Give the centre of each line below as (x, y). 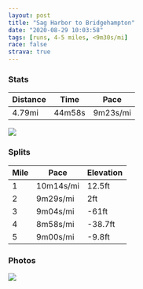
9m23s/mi (112, 113)
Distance (29, 100)
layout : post (29, 15)
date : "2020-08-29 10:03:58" (56, 30)
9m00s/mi (55, 236)
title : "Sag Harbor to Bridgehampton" (71, 23)
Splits (19, 152)
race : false (27, 45)
